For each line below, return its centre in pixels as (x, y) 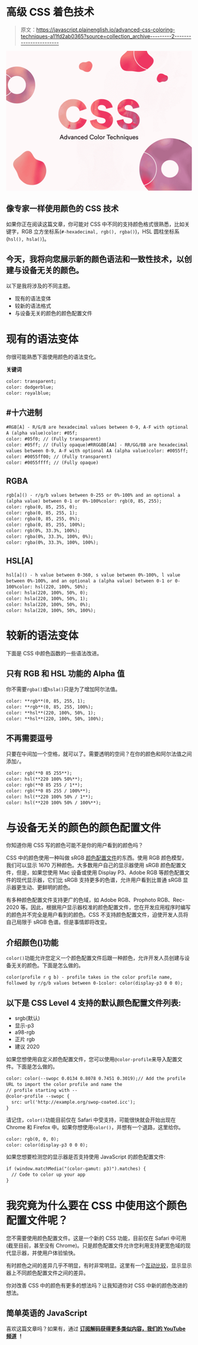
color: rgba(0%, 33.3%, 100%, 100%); (52, 543)
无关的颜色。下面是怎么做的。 (47, 965)
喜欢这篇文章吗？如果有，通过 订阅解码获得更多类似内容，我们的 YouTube (96, 1328)
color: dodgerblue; (30, 387)
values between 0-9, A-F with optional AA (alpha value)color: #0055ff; (97, 451)
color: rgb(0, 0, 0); (33, 1139)
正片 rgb (25, 1039)
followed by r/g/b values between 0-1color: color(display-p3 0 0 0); (95, 983)
